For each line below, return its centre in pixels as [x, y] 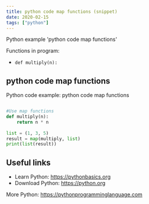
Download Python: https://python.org [60, 183]
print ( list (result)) [32, 144]
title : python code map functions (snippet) [62, 12]
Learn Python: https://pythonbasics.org [63, 177]
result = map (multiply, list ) [43, 139]
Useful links [29, 162]
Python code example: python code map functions [68, 95]
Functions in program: [33, 51]
